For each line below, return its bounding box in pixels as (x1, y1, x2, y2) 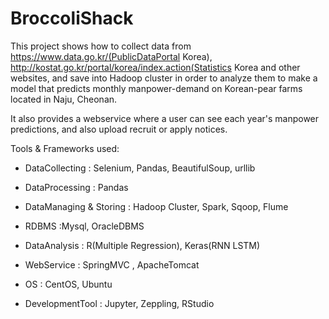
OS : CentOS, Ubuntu (24, 278, 113, 290)
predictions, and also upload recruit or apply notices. (10, 123, 228, 135)
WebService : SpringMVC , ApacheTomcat (24, 258, 200, 271)
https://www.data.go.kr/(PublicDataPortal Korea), (10, 50, 213, 62)
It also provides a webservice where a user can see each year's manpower (10, 112, 320, 124)
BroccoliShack (10, 7, 134, 30)
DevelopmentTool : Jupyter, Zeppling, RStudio (24, 297, 215, 309)
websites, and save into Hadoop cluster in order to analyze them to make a (10, 72, 318, 84)
